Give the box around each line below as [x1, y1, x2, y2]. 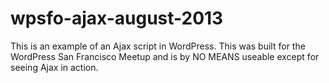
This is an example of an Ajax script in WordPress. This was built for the [10, 40, 306, 52]
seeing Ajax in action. [10, 61, 99, 73]
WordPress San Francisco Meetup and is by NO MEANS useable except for [10, 50, 320, 62]
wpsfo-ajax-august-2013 [10, 7, 224, 30]
